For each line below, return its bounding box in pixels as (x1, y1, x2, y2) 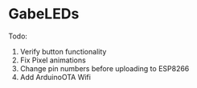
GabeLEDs (8, 5, 80, 23)
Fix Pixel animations (19, 55, 86, 65)
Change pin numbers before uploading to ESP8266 (19, 63, 190, 73)
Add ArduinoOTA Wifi (19, 72, 91, 82)
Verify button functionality (19, 46, 107, 56)
